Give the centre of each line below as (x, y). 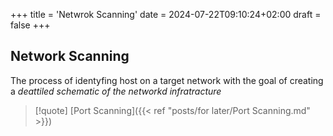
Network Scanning (70, 56)
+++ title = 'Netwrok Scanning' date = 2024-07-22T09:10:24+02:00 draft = (166, 14)
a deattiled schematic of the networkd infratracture (116, 91)
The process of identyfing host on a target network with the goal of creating (167, 80)
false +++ (30, 25)
